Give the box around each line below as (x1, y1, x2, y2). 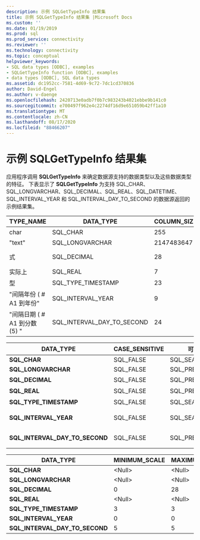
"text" (9, 238, 26, 247)
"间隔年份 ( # (9, 290, 46, 298)
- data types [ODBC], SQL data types (6, 75, 100, 81)
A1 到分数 (9, 319, 37, 327)
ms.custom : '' (6, 20, 42, 26)
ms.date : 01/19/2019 (6, 25, 58, 32)
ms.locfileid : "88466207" (6, 125, 70, 131)
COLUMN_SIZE (154, 217, 198, 225)
